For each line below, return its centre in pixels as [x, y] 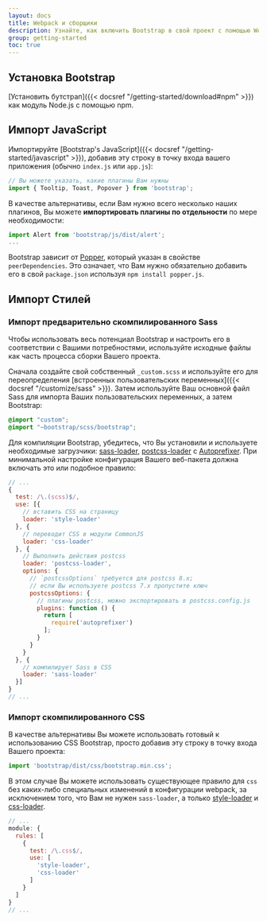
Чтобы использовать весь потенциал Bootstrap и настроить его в [119, 339]
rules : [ [30, 836]
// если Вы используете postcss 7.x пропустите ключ [118, 585]
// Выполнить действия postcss [74, 556]
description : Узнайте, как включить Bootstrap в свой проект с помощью [129, 30]
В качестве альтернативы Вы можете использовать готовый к [114, 734]
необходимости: [36, 220]
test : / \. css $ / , [56, 851]
